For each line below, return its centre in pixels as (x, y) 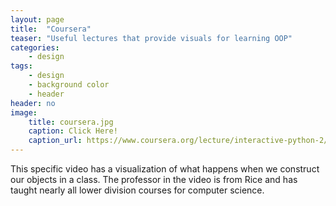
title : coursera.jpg (71, 122)
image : (24, 112)
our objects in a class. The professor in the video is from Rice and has (154, 179)
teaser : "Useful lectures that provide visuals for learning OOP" (151, 38)
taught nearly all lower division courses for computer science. (137, 190)
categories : (35, 47)
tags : (21, 66)
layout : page (37, 19)
